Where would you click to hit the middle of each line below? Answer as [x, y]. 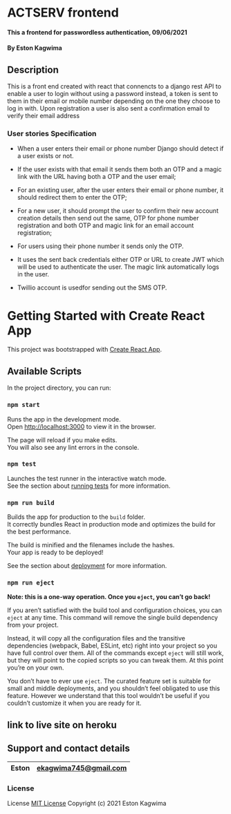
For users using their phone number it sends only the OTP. [100, 246]
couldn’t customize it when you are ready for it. [74, 703]
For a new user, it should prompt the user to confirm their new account [118, 211]
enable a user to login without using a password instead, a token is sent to [113, 94]
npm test [22, 464]
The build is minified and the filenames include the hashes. [91, 545]
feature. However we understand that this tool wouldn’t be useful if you [108, 696]
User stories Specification [52, 134]
